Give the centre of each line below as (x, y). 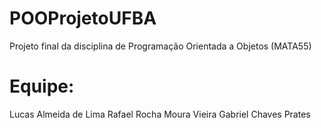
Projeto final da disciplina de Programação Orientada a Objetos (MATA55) (160, 46)
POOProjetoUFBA (83, 18)
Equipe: (42, 86)
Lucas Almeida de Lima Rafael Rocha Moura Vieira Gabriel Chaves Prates (160, 114)
